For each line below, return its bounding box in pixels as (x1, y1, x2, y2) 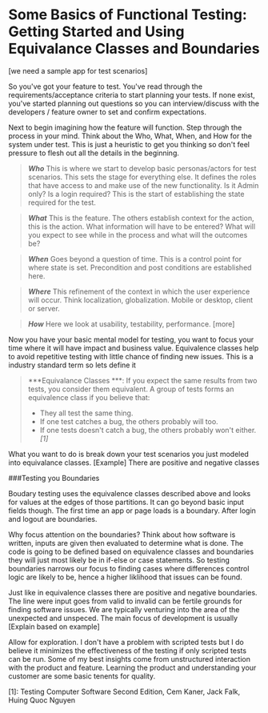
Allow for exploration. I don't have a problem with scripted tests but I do (8, 637, 244, 647)
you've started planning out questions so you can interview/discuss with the (8, 98, 260, 108)
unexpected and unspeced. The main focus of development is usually (8, 613, 238, 623)
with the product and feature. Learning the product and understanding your (8, 663, 257, 672)
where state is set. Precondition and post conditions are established (27, 262, 252, 272)
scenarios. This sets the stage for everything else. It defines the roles (27, 172, 257, 182)
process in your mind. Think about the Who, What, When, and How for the (8, 130, 252, 141)
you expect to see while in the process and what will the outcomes (27, 230, 248, 239)
